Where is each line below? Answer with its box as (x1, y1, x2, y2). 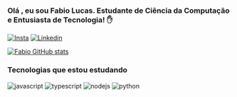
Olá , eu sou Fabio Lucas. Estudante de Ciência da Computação (7, 6, 230, 16)
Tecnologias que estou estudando (7, 65, 128, 75)
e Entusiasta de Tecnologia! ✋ (7, 15, 113, 25)
